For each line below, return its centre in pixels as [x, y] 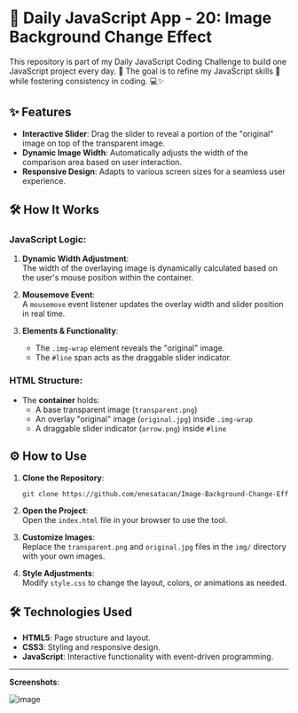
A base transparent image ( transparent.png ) [116, 409]
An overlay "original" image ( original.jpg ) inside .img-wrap [144, 419]
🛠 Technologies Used [71, 612]
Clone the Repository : [63, 478]
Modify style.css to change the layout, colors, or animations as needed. [154, 583]
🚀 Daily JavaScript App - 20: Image [141, 18]
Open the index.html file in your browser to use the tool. [125, 520]
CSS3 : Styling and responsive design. [91, 647]
